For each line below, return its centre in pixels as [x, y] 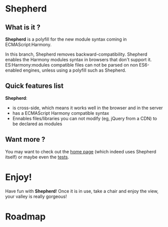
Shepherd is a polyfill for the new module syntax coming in [66, 39]
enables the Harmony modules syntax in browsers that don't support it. [78, 60]
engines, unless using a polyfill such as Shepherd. [74, 70]
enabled [13, 70]
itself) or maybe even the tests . [37, 157]
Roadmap [25, 216]
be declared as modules [37, 124]
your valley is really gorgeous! [36, 196]
